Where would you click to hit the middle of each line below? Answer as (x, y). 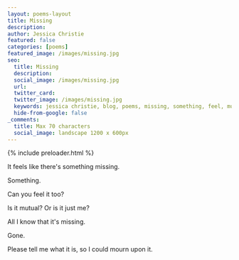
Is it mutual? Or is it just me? (49, 208)
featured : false (31, 40)
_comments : (23, 119)
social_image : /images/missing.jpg (67, 80)
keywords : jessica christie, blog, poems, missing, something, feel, (119, 107)
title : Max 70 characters (52, 126)
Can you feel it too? (36, 194)
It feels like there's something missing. (64, 167)
